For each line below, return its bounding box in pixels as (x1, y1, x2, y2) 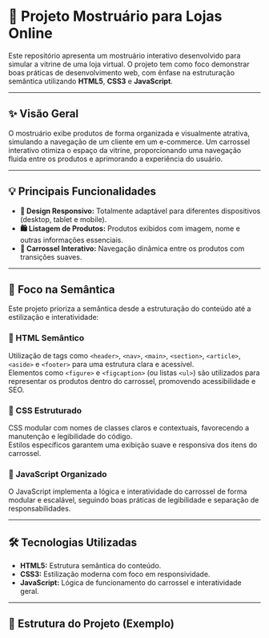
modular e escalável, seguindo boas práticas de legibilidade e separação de (8, 495, 259, 505)
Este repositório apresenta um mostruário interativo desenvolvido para (8, 50, 241, 60)
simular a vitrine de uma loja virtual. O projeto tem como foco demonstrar (8, 59, 250, 69)
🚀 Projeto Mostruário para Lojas (8, 7, 223, 26)
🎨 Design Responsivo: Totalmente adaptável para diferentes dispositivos (19, 206, 261, 216)
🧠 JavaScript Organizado (8, 468, 107, 479)
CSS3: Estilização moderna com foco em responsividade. (19, 569, 211, 579)
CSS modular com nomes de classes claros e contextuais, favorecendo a (8, 422, 250, 432)
